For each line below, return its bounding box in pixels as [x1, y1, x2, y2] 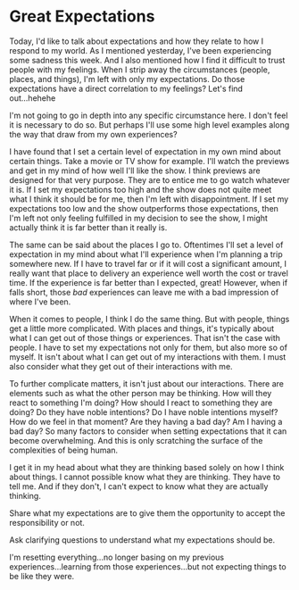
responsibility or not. [9, 517, 85, 528]
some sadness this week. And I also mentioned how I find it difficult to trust [9, 54, 286, 65]
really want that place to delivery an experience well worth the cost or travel [9, 268, 288, 278]
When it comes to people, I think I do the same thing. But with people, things [9, 313, 290, 324]
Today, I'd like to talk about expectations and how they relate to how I [9, 36, 264, 46]
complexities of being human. [9, 445, 119, 455]
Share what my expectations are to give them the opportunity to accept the [9, 507, 286, 519]
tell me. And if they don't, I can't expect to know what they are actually [9, 480, 269, 492]
